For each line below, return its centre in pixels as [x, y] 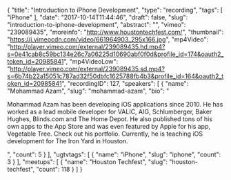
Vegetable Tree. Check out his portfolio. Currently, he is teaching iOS [105, 134]
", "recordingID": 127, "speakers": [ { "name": [125, 83]
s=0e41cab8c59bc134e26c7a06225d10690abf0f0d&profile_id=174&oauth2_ [115, 54]
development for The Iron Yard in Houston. [68, 141]
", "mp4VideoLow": [91, 61]
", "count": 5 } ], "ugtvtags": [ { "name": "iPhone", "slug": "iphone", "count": [114, 154]
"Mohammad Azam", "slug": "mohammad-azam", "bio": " [88, 91]
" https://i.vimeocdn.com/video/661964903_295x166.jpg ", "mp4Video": [108, 39]
